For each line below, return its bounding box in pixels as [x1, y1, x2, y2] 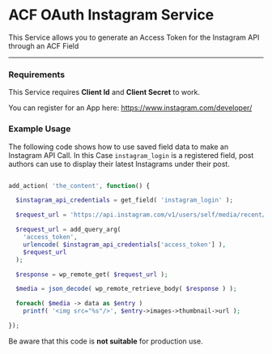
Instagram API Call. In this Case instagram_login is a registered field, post [8, 150, 254, 160]
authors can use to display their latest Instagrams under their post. [8, 159, 231, 168]
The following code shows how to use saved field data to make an [8, 142, 229, 151]
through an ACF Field [8, 41, 79, 50]
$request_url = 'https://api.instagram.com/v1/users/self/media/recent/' [15, 211, 270, 220]
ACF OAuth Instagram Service [8, 6, 215, 24]
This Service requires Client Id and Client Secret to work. [8, 87, 201, 97]
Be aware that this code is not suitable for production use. [8, 336, 204, 346]
